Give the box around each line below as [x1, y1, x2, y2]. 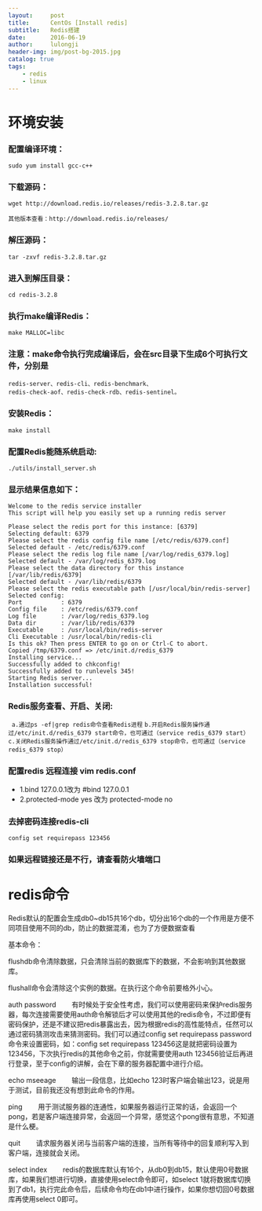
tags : [8, 63, 26, 71]
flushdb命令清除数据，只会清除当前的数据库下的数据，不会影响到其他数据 [8, 956, 246, 967]
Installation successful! [8, 681, 93, 689]
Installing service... [8, 654, 82, 662]
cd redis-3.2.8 [8, 291, 58, 299]
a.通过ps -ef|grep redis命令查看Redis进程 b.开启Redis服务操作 [11, 721, 205, 728]
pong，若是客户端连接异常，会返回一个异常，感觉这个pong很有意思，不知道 [8, 1112, 255, 1121]
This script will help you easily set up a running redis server [8, 509, 226, 517]
